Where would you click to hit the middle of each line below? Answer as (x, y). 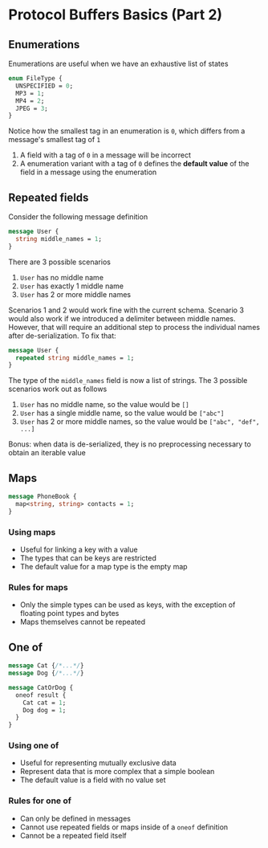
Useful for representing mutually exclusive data (98, 763)
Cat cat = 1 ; (45, 703)
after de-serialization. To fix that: (62, 336)
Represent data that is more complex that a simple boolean (117, 772)
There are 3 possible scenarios (59, 262)
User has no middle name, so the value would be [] (105, 405)
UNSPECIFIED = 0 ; (45, 86)
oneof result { (41, 695)
